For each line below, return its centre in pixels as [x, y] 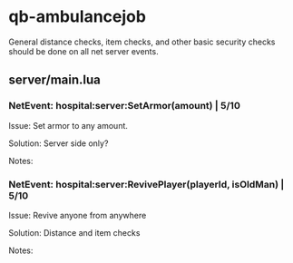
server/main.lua [55, 80]
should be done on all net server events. [84, 51]
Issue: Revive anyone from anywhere [78, 215]
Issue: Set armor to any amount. [68, 125]
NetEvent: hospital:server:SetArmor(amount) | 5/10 [125, 106]
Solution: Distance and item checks [74, 232]
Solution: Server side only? [59, 143]
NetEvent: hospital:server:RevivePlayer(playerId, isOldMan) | [146, 184]
